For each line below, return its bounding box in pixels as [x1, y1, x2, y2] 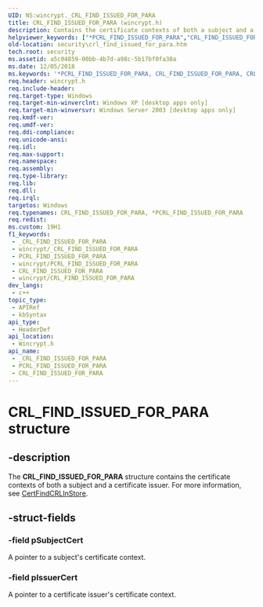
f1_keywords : [8, 231, 51, 239]
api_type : [8, 318, 41, 326]
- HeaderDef [11, 325, 51, 334]
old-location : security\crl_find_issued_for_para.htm [8, 41, 188, 49]
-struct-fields [8, 511, 76, 525]
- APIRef [11, 303, 41, 311]
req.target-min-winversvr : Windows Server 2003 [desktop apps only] [8, 107, 236, 115]
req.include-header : [8, 84, 76, 93]
